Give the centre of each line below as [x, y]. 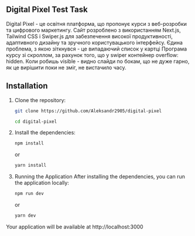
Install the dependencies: [45, 133]
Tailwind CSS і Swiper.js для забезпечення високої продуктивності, [89, 36]
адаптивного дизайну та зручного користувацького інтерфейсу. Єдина [95, 42]
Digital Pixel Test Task [47, 10]
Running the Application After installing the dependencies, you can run [100, 177]
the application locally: [42, 183]
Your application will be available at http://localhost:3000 [75, 227]
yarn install [30, 166]
